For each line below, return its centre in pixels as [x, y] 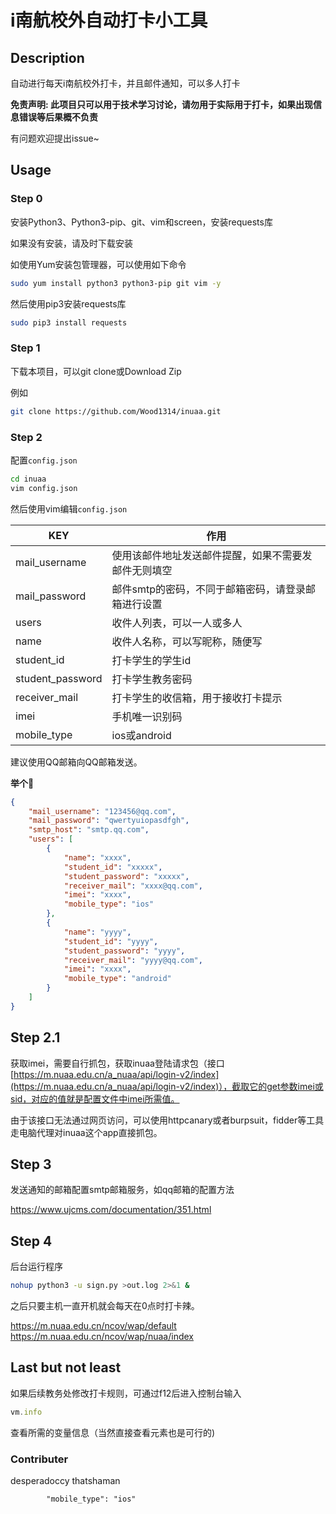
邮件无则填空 [142, 570]
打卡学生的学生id [151, 660]
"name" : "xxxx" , [97, 857]
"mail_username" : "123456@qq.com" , [102, 811]
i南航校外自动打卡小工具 [109, 20]
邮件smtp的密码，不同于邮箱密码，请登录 [209, 589]
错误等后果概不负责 [58, 117]
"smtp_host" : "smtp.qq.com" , [89, 830]
